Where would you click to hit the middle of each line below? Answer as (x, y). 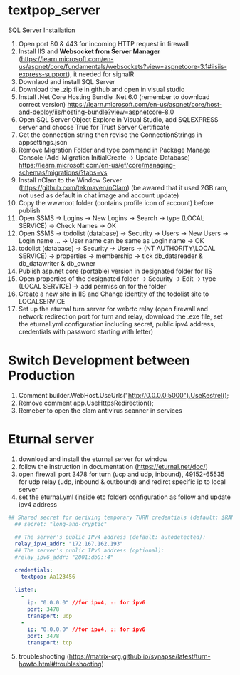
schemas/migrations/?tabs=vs (63, 172)
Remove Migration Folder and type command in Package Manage (114, 150)
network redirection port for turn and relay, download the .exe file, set (120, 316)
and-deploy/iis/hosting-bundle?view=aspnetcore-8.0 (96, 112)
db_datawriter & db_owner (57, 263)
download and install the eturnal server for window (93, 459)
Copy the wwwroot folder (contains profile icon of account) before (116, 202)
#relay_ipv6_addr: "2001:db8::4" (64, 557)
